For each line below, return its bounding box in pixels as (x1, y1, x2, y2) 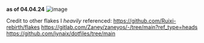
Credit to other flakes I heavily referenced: (6, 17, 112, 24)
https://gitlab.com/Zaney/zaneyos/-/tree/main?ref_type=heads (41, 24, 198, 30)
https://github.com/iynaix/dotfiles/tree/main (6, 30, 115, 37)
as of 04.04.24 (6, 6, 45, 13)
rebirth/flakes (6, 24, 40, 30)
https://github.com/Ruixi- (113, 17, 176, 24)
